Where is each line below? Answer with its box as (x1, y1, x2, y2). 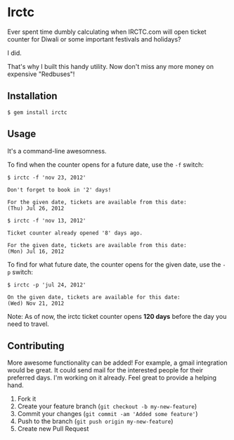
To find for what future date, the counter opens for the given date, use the (7, 260, 221, 268)
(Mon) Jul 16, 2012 (7, 248, 65, 255)
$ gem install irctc (7, 108, 68, 116)
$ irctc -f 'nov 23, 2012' (7, 174, 86, 181)
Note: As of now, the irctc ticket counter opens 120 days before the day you (7, 312, 227, 320)
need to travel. (7, 320, 49, 328)
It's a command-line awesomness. (7, 146, 107, 155)
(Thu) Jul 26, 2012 (7, 205, 65, 212)
